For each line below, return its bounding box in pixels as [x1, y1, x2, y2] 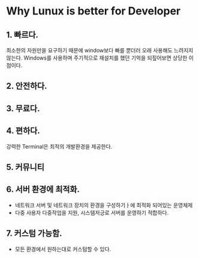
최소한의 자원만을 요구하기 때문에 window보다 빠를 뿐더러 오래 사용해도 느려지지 [6, 47, 194, 54]
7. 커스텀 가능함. [6, 229, 62, 239]
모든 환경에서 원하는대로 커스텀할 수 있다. [14, 245, 111, 253]
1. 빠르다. [6, 29, 39, 40]
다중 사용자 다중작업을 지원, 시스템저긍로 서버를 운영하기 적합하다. [14, 209, 169, 216]
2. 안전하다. [6, 81, 47, 91]
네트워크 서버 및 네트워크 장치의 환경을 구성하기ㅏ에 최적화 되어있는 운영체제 [14, 201, 193, 209]
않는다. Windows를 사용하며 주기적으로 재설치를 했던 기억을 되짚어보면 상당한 [6, 54, 188, 61]
